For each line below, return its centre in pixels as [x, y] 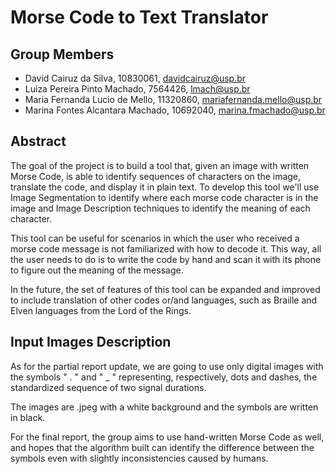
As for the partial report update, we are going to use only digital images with [167, 366]
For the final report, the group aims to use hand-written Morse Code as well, [167, 437]
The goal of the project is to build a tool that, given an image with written [160, 165]
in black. [28, 417]
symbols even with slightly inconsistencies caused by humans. [139, 458]
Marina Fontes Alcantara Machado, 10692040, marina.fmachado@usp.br [175, 110]
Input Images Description [91, 342]
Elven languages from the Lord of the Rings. [101, 310]
